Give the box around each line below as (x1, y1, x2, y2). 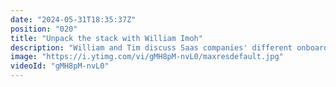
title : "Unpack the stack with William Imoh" (10, 33, 203, 43)
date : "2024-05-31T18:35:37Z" (10, 14, 137, 25)
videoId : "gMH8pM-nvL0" (10, 61, 110, 71)
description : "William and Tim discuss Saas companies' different (10, 42, 293, 53)
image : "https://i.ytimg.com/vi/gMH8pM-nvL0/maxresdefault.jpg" (10, 52, 284, 62)
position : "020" (10, 24, 78, 34)
